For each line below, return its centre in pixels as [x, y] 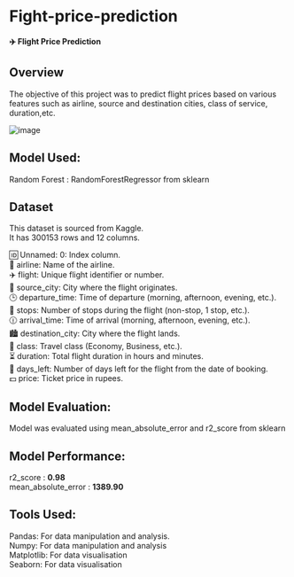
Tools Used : [43, 515]
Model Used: [45, 158]
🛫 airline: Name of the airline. [62, 265]
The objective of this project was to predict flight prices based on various [143, 94]
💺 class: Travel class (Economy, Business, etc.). [96, 347]
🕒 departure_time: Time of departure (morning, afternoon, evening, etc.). [143, 298]
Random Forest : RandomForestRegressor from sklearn [109, 179]
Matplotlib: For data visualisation [69, 555]
